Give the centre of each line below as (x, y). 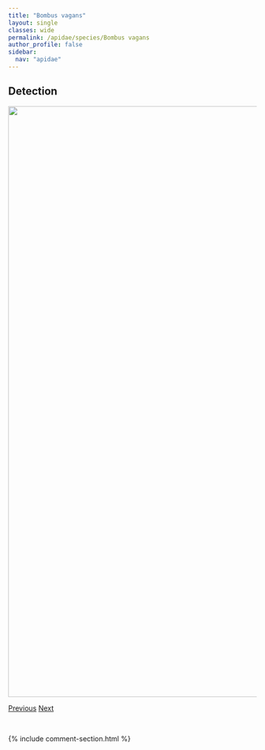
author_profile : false (45, 45)
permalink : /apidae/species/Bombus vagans (79, 37)
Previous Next (31, 708)
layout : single (33, 23)
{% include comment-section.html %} (70, 738)
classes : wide (32, 30)
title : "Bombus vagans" (47, 15)
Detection (33, 91)
